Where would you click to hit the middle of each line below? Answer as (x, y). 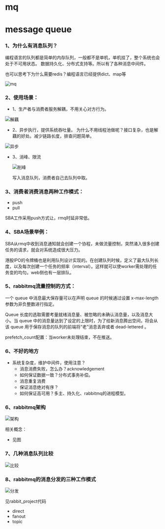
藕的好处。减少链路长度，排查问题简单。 (53, 136)
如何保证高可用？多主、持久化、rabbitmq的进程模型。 (74, 394)
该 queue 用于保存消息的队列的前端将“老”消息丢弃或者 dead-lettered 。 (77, 327)
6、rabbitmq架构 (25, 407)
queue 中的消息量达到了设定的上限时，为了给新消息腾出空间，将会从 (88, 320)
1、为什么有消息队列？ (31, 46)
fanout (19, 516)
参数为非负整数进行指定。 (31, 304)
